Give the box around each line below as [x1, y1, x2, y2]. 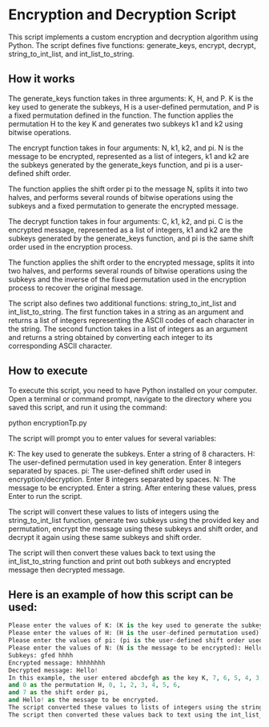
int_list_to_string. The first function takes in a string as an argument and [8, 306, 244, 317]
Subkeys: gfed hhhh [8, 651, 74, 659]
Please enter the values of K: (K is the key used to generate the [8, 621, 239, 629]
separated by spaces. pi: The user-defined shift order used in [8, 465, 211, 475]
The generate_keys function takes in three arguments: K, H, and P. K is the [8, 94, 254, 103]
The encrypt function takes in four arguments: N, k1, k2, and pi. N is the [8, 142, 244, 153]
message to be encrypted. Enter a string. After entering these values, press [8, 482, 257, 493]
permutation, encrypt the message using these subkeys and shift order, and [8, 524, 259, 533]
